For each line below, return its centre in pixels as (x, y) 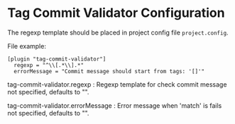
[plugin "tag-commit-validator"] (57, 59)
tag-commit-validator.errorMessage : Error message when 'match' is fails (115, 105)
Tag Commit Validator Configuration (116, 13)
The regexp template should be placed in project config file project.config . (118, 32)
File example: (27, 46)
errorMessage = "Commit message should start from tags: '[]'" (109, 71)
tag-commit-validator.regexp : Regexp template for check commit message (117, 84)
